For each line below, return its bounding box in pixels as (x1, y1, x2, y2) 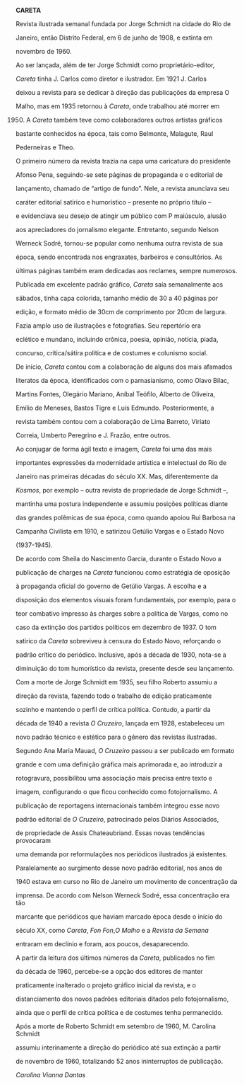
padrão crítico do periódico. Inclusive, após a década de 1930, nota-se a (16, 650, 227, 659)
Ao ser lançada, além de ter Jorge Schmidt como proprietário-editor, (16, 61, 215, 69)
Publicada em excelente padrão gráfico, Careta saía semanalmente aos (16, 280, 224, 289)
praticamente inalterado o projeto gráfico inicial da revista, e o (16, 981, 197, 989)
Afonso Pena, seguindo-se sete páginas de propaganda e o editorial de (16, 171, 224, 179)
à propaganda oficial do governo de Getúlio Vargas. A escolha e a (16, 582, 207, 590)
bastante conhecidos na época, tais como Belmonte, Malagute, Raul (16, 130, 214, 137)
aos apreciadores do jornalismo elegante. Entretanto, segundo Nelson (16, 226, 219, 234)
